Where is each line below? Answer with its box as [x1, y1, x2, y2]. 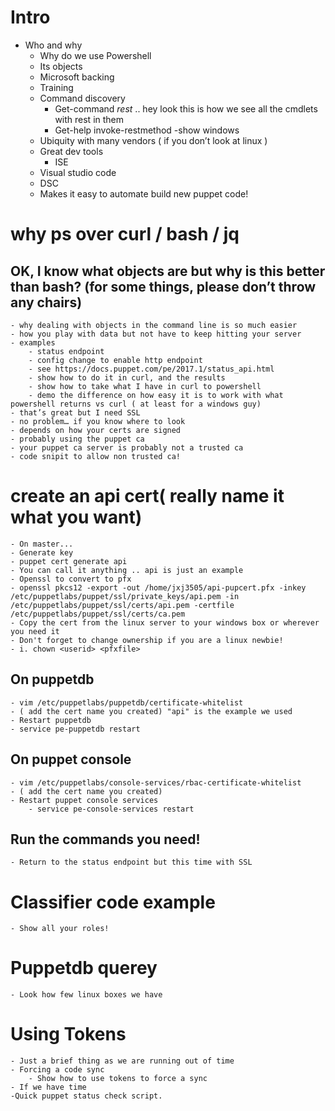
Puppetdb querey [10, 957, 158, 980]
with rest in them [54, 113, 125, 125]
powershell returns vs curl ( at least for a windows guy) [10, 399, 262, 409]
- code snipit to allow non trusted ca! [10, 451, 182, 461]
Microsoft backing [39, 71, 115, 83]
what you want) [10, 506, 143, 529]
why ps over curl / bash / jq [10, 223, 240, 246]
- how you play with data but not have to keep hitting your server [10, 329, 302, 339]
